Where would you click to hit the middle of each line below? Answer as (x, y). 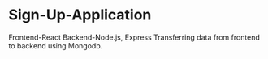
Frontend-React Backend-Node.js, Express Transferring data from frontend (134, 37)
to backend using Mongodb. (56, 45)
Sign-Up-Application (80, 15)
